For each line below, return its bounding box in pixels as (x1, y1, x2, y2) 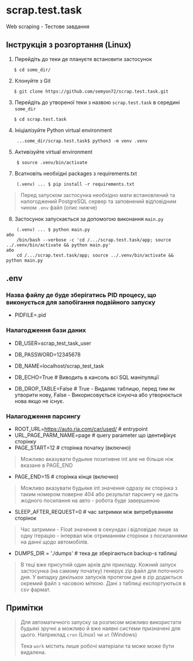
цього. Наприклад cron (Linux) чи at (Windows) (20, 631, 137, 638)
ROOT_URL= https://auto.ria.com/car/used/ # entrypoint (14, 426, 148, 433)
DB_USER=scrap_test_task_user (14, 340, 92, 347)
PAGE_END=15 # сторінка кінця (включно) (14, 473, 119, 480)
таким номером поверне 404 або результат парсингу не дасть (20, 491, 178, 498)
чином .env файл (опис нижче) (20, 204, 98, 211)
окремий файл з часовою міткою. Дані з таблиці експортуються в (20, 580, 186, 587)
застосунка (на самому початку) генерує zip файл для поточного (20, 567, 184, 575)
